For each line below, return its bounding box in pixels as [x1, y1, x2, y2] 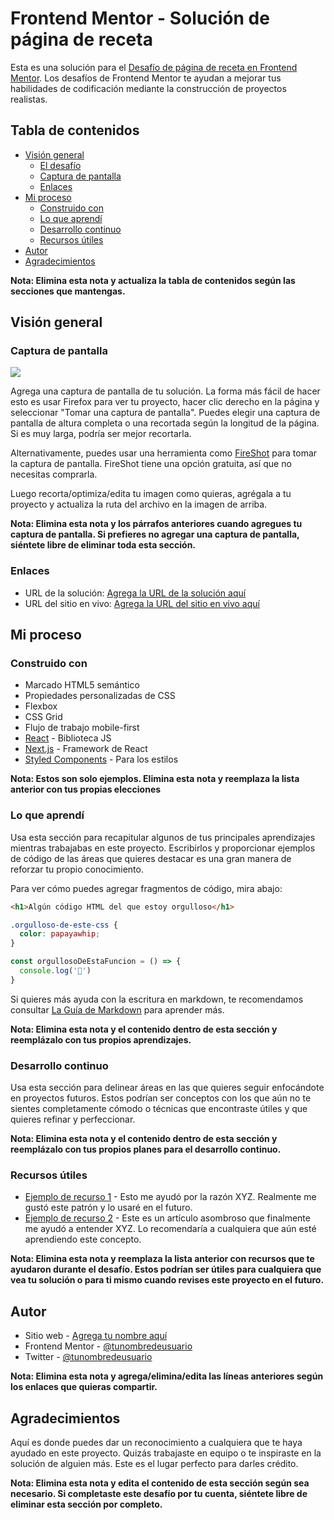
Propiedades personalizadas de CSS [24, 690, 176, 702]
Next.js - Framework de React [24, 743, 148, 755]
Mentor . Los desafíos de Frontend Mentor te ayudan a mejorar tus [10, 72, 282, 84]
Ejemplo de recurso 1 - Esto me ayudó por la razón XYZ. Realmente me [24, 1191, 317, 1203]
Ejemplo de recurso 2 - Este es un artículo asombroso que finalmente [24, 1212, 311, 1224]
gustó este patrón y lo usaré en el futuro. [24, 1202, 193, 1214]
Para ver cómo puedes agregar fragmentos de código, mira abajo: [10, 882, 283, 894]
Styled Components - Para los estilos [24, 753, 179, 766]
